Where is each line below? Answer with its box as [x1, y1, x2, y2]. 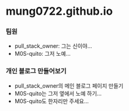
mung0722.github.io [6, 4, 113, 18]
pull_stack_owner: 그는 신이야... [14, 42, 92, 50]
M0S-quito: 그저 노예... [14, 50, 71, 58]
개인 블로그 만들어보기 [6, 67, 67, 75]
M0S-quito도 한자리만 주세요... [14, 97, 89, 105]
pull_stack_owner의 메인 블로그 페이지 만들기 [14, 82, 123, 90]
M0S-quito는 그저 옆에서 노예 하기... [14, 90, 102, 97]
